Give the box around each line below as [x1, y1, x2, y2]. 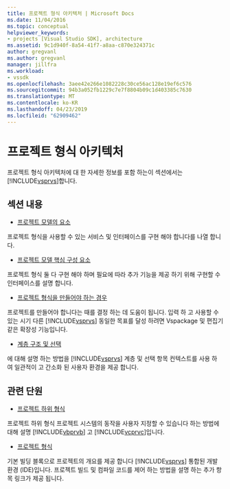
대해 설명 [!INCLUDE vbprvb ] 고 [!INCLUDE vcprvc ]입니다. [7, 428, 165, 436]
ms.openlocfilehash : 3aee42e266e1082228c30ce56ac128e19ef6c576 [7, 80, 192, 87]
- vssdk [7, 73, 30, 81]
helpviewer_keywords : [7, 29, 69, 36]
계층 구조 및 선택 [16, 340, 62, 348]
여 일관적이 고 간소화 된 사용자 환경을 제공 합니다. [7, 363, 139, 372]
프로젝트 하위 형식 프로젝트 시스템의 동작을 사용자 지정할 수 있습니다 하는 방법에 [7, 420, 220, 428]
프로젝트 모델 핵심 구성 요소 [16, 255, 91, 264]
